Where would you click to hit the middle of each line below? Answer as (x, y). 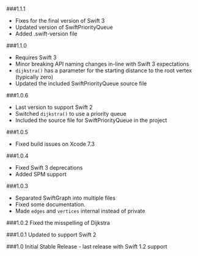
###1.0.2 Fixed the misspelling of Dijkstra (58, 223)
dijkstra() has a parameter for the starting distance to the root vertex (104, 70)
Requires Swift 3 (36, 57)
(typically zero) (34, 77)
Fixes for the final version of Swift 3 (60, 21)
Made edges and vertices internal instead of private (80, 211)
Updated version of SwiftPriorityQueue (64, 27)
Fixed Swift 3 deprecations (49, 168)
